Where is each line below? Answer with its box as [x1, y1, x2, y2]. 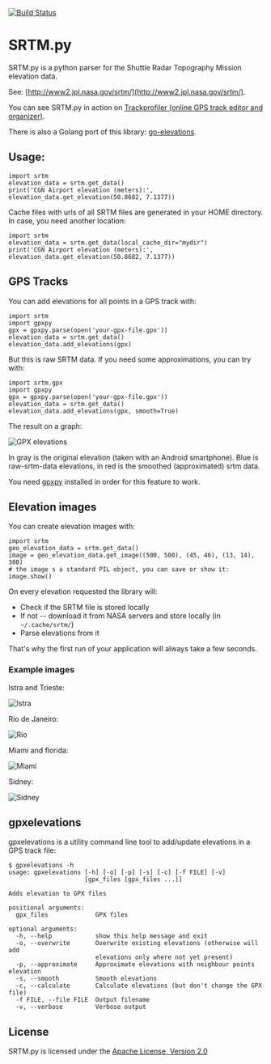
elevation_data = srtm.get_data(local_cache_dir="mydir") [8, 239, 208, 247]
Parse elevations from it [19, 628, 100, 638]
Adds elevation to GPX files [8, 890, 107, 898]
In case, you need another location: [8, 215, 127, 226]
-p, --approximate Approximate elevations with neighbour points [15, 960, 255, 969]
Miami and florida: [8, 745, 69, 755]
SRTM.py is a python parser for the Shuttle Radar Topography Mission [8, 62, 243, 72]
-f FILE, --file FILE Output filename [15, 996, 150, 1004]
